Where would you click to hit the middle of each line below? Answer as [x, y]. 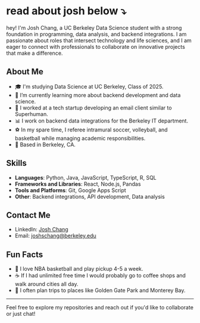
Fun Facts [25, 254]
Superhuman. [32, 114]
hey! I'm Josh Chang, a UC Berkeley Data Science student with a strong [94, 27]
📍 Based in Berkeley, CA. [45, 145]
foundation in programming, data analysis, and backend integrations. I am [96, 34]
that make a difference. [35, 53]
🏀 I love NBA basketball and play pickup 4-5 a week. [79, 269]
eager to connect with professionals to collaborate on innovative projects [96, 46]
